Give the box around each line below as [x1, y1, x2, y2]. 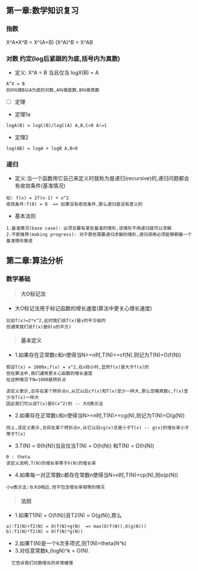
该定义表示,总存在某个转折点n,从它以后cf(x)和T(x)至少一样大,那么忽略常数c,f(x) [6, 388, 184, 394]
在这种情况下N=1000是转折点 [6, 377, 66, 383]
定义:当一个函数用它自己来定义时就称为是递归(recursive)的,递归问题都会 [14, 175, 190, 182]
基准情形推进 [6, 238, 33, 244]
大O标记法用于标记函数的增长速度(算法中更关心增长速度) [14, 304, 152, 312]
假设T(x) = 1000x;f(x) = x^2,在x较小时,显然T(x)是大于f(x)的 [6, 364, 150, 371]
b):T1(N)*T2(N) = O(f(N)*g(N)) [6, 528, 83, 535]
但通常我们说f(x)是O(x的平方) [6, 324, 72, 330]
